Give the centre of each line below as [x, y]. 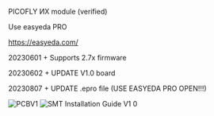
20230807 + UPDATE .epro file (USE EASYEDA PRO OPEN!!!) [108, 88]
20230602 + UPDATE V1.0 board [62, 73]
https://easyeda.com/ [43, 42]
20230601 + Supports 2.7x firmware [67, 58]
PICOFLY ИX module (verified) [58, 12]
